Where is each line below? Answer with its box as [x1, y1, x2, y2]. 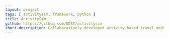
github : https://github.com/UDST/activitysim [5, 21, 102, 26]
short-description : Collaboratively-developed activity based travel [5, 26, 154, 31]
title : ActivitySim [5, 16, 46, 21]
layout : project [5, 7, 39, 12]
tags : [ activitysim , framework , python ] [5, 12, 96, 17]
